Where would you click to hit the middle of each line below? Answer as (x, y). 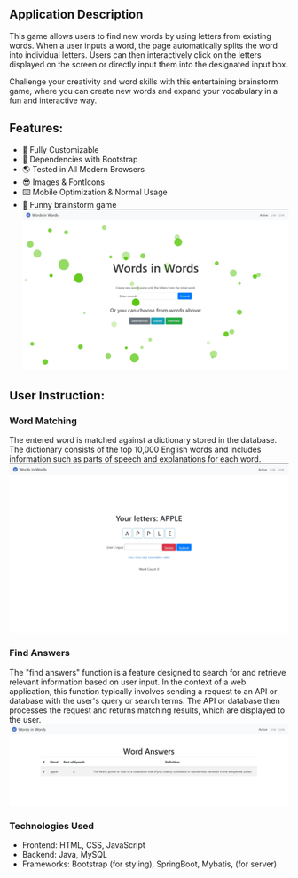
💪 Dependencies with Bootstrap (80, 159)
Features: (36, 128)
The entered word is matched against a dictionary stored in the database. (143, 440)
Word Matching (43, 421)
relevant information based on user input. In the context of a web (128, 682)
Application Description (76, 15)
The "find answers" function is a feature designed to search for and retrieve (148, 672)
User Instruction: (57, 395)
